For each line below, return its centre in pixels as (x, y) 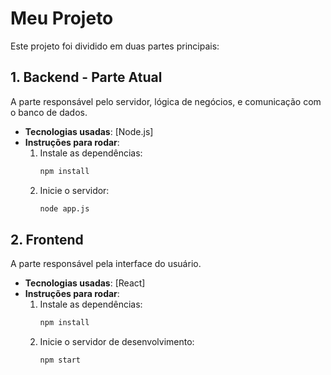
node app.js (64, 208)
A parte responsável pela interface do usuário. (106, 264)
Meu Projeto (62, 18)
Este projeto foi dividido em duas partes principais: (115, 46)
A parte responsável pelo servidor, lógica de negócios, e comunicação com (166, 101)
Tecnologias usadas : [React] (85, 283)
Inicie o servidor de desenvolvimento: (117, 342)
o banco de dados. (49, 112)
